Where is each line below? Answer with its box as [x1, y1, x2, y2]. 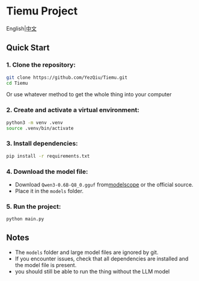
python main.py [6, 216, 44, 222]
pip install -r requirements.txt [6, 153, 90, 159]
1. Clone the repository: [6, 61, 76, 69]
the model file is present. [14, 261, 77, 268]
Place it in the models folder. [14, 187, 84, 194]
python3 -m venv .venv [6, 119, 63, 126]
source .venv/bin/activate [6, 125, 74, 131]
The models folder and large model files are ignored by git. [14, 249, 159, 256]
